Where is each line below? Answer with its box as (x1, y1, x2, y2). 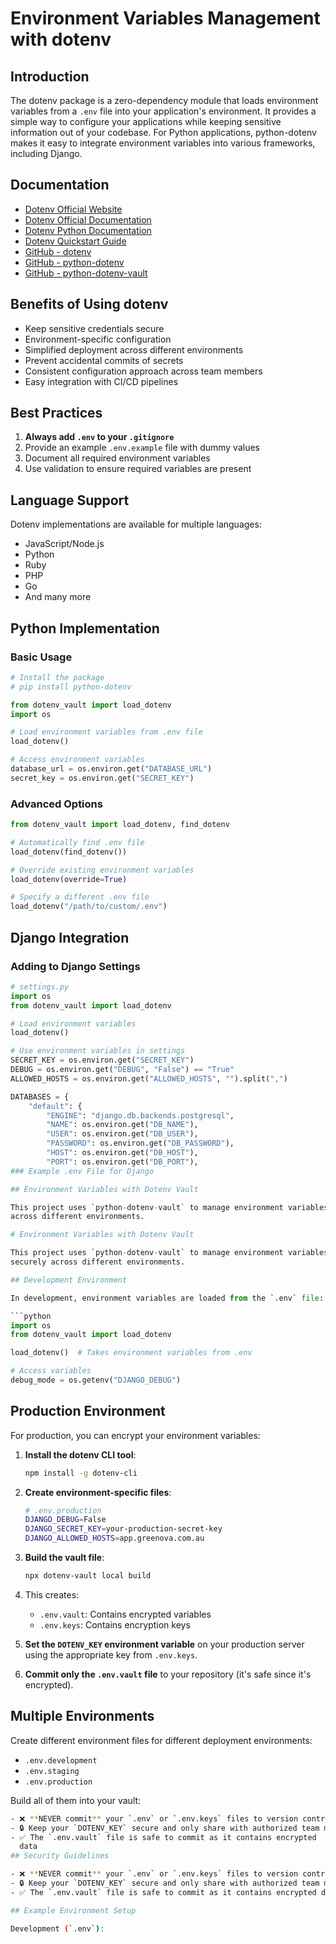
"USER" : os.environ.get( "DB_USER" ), (46, 1129, 199, 1139)
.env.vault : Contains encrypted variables (39, 1608, 212, 1620)
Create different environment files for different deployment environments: (10, 1734, 313, 1746)
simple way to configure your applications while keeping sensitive (10, 116, 282, 127)
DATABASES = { (10, 1092, 70, 1102)
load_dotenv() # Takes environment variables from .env (10, 1348, 253, 1358)
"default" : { (28, 1101, 83, 1111)
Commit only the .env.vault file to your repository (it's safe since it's (24, 1668, 312, 1680)
